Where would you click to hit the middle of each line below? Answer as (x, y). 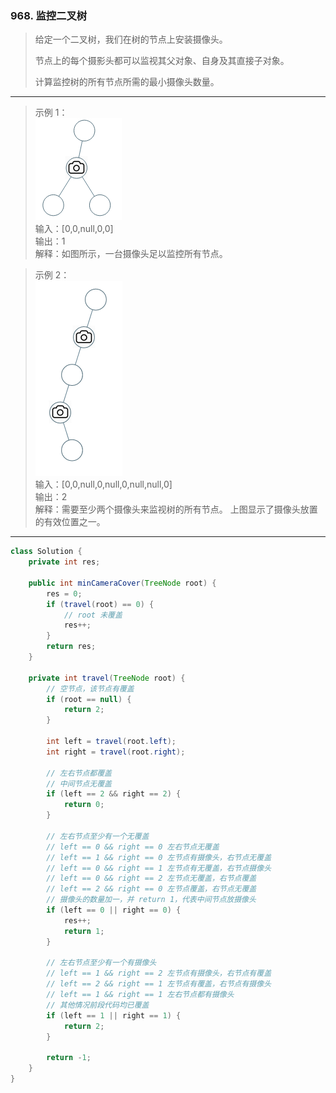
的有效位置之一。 (70, 522)
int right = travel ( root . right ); (116, 752)
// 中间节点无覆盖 (79, 783)
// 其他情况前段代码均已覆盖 (98, 1005)
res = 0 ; (64, 593)
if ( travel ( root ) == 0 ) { (100, 604)
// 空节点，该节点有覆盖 (90, 688)
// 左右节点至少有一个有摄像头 (101, 963)
